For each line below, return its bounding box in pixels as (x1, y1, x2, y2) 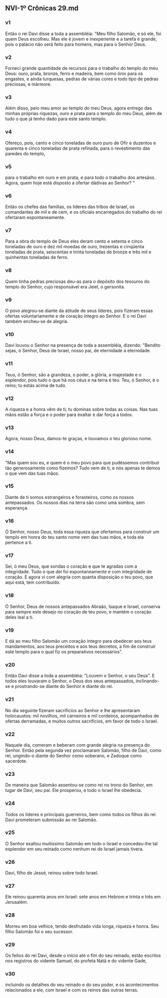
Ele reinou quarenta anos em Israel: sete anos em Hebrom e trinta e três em (5, 894, 161, 900)
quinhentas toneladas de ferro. (5, 254, 68, 260)
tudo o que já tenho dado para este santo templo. (5, 116, 107, 122)
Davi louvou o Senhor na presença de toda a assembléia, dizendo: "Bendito (5, 342, 161, 348)
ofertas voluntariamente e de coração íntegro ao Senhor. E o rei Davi (5, 313, 146, 319)
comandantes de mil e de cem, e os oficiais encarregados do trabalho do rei (5, 209, 162, 215)
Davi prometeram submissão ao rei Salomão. (5, 817, 97, 823)
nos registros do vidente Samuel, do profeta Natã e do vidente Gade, (5, 958, 147, 964)
